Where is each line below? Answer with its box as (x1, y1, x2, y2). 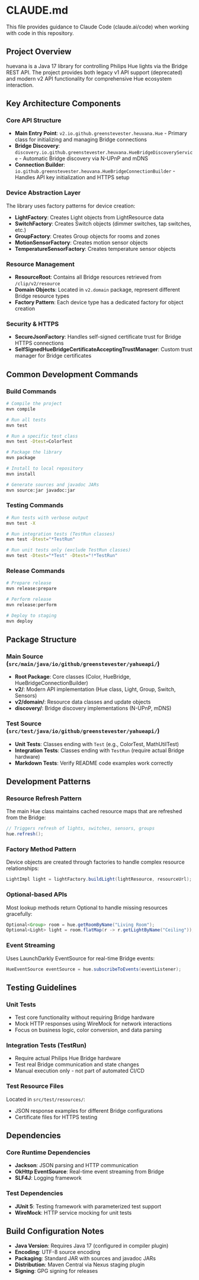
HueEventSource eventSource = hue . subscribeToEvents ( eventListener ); (6, 966, 182, 972)
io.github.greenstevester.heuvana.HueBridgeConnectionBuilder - (14, 167, 176, 175)
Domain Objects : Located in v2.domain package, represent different (14, 286, 181, 294)
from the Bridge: (6, 814, 46, 822)
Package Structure (6, 635, 77, 644)
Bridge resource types (14, 292, 70, 300)
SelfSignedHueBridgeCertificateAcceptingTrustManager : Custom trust (14, 346, 192, 353)
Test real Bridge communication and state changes (14, 1061, 139, 1068)
